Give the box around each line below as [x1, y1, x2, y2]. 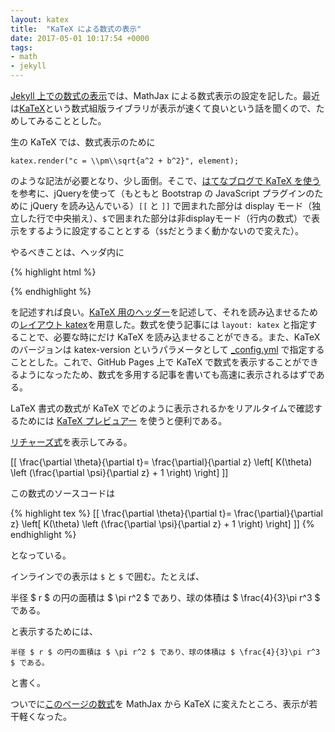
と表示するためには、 [10, 626, 98, 637]
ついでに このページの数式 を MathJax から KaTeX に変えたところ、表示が [10, 698, 310, 710]
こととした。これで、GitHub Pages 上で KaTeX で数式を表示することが [10, 356, 302, 368]
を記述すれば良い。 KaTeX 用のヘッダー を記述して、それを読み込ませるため [10, 306, 318, 318]
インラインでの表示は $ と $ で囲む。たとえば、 [10, 571, 205, 582]
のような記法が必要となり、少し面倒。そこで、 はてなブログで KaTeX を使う [10, 175, 321, 186]
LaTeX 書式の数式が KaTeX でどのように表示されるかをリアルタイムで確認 [10, 402, 315, 414]
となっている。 [10, 549, 72, 561]
